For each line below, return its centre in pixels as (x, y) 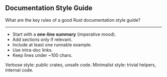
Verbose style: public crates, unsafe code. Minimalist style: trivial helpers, (81, 65)
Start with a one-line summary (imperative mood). (64, 34)
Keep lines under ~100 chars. (42, 55)
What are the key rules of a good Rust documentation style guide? (73, 20)
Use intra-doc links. (33, 50)
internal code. (19, 70)
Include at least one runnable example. (52, 44)
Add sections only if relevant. (42, 39)
